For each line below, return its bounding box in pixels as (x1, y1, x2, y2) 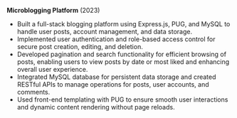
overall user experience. (16, 65, 88, 73)
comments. (16, 88, 51, 96)
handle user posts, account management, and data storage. (16, 28, 193, 36)
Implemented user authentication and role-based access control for (16, 35, 216, 43)
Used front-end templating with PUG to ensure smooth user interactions (16, 95, 228, 104)
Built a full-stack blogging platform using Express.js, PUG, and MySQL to (16, 20, 231, 28)
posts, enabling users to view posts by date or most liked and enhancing (16, 58, 230, 66)
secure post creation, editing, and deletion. (16, 43, 143, 50)
